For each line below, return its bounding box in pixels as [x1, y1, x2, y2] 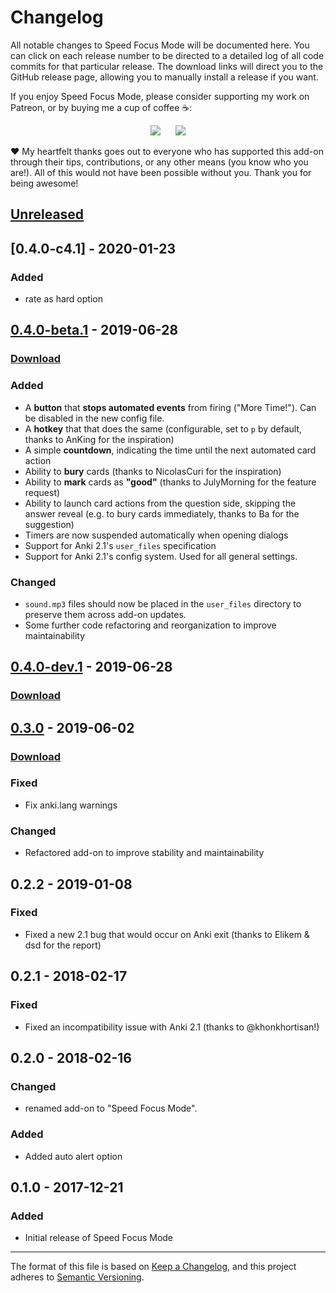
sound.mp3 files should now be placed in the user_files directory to [24, 597, 302, 610]
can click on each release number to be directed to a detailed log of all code [10, 49, 325, 61]
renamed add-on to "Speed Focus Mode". [24, 1102, 198, 1115]
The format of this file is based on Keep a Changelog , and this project [10, 1261, 297, 1273]
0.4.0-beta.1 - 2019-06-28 [10, 322, 179, 339]
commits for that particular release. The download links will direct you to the [10, 60, 324, 72]
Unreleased [10, 206, 85, 223]
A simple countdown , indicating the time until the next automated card [24, 444, 317, 456]
